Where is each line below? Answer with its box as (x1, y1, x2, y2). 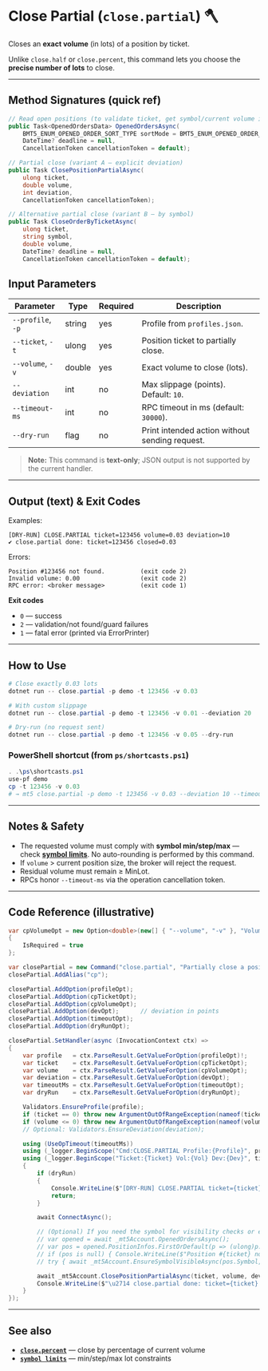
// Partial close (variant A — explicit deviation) (8, 159, 183, 167)
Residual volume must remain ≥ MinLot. (19, 866, 150, 876)
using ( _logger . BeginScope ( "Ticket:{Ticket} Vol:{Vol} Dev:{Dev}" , (22, 1155, 251, 1163)
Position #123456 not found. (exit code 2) (8, 568, 187, 576)
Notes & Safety (8, 820, 85, 834)
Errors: (8, 553, 31, 562)
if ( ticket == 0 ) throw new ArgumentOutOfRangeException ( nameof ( (22, 1110, 245, 1119)
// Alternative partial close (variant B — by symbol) (8, 210, 195, 219)
